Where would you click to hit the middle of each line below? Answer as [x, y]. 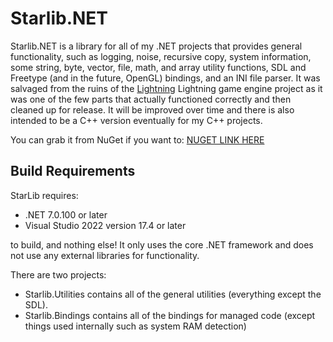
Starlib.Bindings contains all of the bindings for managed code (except [170, 315]
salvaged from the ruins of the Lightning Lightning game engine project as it [166, 88]
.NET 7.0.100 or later [66, 214]
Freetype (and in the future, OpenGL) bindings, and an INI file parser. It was [165, 78]
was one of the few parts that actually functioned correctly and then [151, 99]
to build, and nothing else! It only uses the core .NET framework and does [162, 244]
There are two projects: [58, 274]
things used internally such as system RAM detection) [135, 326]
